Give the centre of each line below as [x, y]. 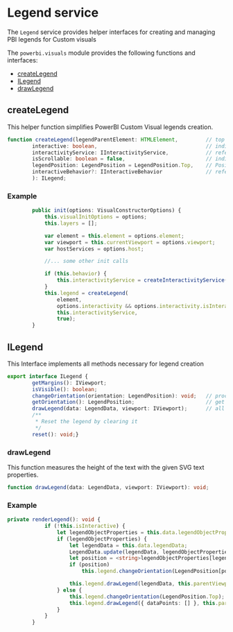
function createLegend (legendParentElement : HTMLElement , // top [116, 139]
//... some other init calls [86, 262]
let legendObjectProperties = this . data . [117, 532]
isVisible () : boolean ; [65, 389]
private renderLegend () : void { [54, 520]
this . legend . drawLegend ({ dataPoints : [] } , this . [144, 603]
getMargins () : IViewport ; [70, 383]
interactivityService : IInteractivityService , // [122, 153]
